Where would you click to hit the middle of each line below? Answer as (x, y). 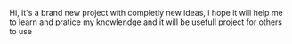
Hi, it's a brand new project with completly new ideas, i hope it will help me (146, 13)
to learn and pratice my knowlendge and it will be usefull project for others (146, 22)
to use (21, 31)
